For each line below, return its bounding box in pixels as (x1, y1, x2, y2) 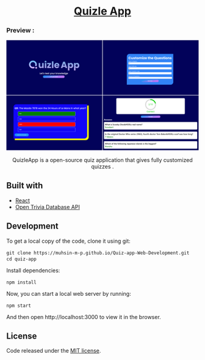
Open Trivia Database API (15, 203, 81, 210)
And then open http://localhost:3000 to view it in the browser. (6, 313, 162, 320)
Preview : (6, 26, 35, 35)
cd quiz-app (6, 255, 37, 262)
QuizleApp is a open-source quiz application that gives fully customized (12, 156, 193, 163)
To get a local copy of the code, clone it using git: (6, 237, 131, 244)
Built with (6, 180, 43, 191)
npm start (6, 303, 32, 309)
